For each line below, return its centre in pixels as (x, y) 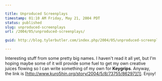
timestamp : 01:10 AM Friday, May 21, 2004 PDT (53, 18)
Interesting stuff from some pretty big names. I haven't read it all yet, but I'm (81, 58)
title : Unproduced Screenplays (36, 13)
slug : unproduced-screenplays (35, 27)
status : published (23, 23)
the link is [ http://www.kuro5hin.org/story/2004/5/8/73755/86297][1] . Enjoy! (80, 74)
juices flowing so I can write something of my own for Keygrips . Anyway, (78, 68)
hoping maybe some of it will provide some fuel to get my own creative (75, 63)
